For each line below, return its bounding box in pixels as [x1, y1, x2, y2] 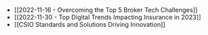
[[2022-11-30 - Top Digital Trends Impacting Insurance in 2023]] [13, 13, 202, 21]
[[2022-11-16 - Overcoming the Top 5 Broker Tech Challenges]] [13, 6, 198, 14]
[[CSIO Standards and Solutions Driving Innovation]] [13, 21, 166, 28]
